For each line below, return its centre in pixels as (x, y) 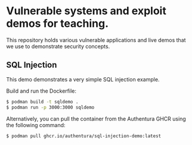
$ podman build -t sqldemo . (42, 102)
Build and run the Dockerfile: (41, 91)
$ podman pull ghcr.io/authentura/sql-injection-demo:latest (84, 136)
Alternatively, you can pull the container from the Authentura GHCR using (96, 119)
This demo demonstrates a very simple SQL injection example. (83, 79)
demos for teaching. (58, 23)
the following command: (36, 125)
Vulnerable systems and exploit (86, 11)
